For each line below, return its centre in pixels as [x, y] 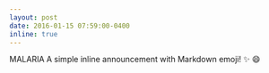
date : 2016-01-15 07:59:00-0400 [69, 26]
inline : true [34, 34]
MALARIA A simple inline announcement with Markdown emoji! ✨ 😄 [135, 60]
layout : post [34, 17]
